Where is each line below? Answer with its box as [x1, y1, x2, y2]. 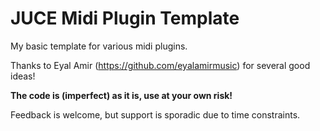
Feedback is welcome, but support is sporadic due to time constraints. [10, 108, 301, 121]
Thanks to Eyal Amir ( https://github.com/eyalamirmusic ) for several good [10, 59, 311, 71]
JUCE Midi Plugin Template [10, 7, 240, 30]
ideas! [10, 70, 36, 82]
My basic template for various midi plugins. [10, 40, 188, 52]
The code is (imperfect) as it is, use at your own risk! [10, 89, 233, 101]
